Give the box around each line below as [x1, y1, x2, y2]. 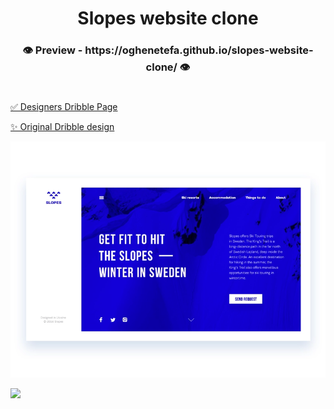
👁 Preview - [22, 43, 83, 57]
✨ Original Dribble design [10, 121, 115, 133]
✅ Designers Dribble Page [10, 101, 118, 113]
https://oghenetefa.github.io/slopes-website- [84, 43, 314, 57]
